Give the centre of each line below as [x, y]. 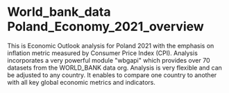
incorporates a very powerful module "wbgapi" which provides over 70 [109, 60]
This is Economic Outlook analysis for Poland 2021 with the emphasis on [111, 45]
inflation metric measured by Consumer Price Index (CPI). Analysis [102, 53]
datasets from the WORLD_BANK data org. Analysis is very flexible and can [114, 68]
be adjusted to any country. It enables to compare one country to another [112, 75]
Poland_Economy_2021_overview [106, 27]
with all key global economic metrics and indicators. [82, 82]
